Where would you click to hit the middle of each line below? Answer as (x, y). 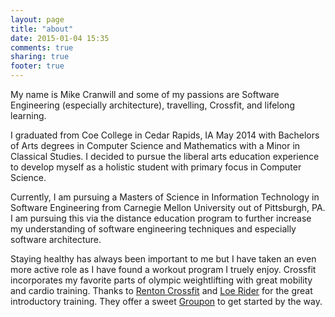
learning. (28, 115)
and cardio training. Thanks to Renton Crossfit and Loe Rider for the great (161, 290)
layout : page (37, 19)
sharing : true (40, 57)
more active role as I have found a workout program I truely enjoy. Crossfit (163, 269)
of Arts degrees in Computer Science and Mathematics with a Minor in (155, 145)
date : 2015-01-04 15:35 (60, 38)
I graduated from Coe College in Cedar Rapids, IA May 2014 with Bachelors (165, 135)
